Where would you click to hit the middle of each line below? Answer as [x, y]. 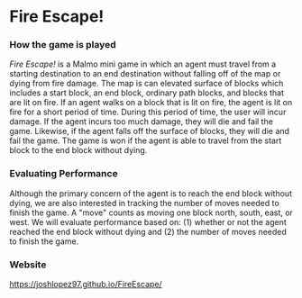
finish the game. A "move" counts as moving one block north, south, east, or [151, 212]
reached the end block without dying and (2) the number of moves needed [148, 231]
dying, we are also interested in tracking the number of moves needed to [144, 203]
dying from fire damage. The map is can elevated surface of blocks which [146, 84]
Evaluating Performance [64, 174]
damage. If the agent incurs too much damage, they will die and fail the [141, 122]
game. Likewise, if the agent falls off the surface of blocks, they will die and [150, 131]
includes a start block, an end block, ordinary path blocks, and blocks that [147, 93]
